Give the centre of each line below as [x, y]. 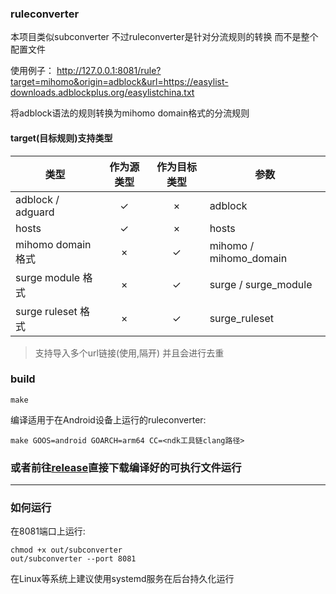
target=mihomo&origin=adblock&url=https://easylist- [119, 82]
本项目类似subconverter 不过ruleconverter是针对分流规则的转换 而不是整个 [164, 37]
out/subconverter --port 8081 [73, 559]
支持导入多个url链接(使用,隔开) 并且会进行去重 [129, 353]
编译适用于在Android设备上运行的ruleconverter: [108, 419]
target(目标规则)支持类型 [61, 138]
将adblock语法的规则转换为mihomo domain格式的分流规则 [130, 113]
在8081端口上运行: [48, 531]
